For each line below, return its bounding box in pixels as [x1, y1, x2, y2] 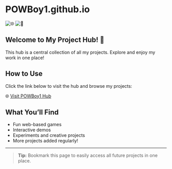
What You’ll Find [5, 108, 59, 116]
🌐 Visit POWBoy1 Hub [5, 93, 51, 99]
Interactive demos [12, 127, 51, 133]
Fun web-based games [12, 122, 62, 128]
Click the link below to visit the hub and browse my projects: [5, 83, 132, 89]
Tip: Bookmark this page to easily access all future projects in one [17, 152, 158, 159]
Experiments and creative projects [12, 132, 85, 138]
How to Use [5, 69, 43, 78]
